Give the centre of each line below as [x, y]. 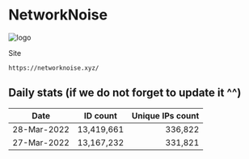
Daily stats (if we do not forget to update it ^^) [125, 93]
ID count [100, 115]
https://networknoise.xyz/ [54, 68]
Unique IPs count [166, 115]
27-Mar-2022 [41, 142]
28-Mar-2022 [41, 129]
